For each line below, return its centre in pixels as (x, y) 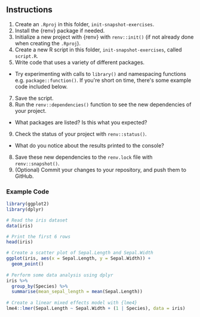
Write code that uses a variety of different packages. (80, 62)
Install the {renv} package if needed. (60, 30)
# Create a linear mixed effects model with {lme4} (72, 303)
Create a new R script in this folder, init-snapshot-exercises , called (98, 50)
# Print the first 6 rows (38, 236)
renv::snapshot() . (37, 163)
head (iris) (20, 242)
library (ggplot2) (28, 204)
